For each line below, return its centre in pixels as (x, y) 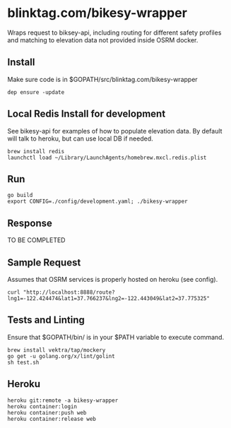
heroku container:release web (52, 419)
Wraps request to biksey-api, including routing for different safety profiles (114, 32)
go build (20, 196)
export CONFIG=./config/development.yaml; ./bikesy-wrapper (98, 202)
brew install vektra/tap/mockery (57, 350)
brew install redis (36, 151)
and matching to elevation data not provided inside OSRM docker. (103, 40)
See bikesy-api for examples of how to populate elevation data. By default (115, 131)
